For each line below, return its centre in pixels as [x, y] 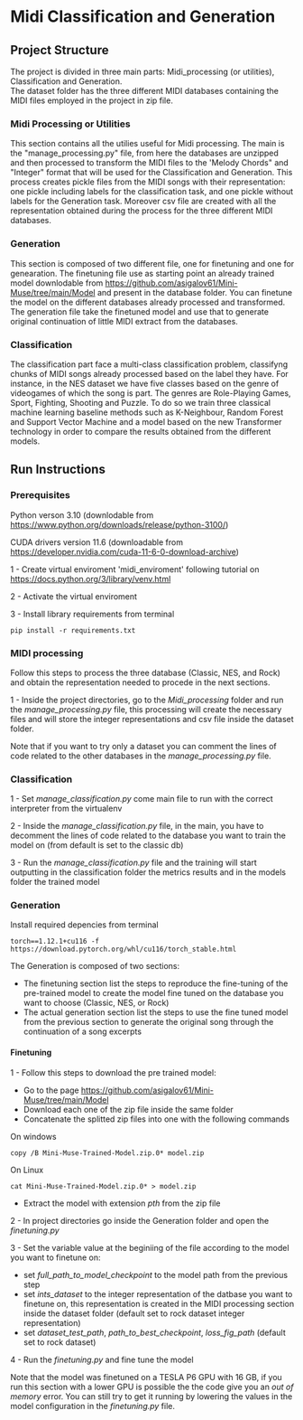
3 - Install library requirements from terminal [92, 614]
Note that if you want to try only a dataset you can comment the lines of [144, 746]
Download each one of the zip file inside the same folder [128, 1109]
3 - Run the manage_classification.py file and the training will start [134, 863]
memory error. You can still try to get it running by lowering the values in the [151, 1396]
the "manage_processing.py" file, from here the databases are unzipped [144, 153]
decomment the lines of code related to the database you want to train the [148, 836]
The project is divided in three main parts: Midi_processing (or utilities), [142, 71]
